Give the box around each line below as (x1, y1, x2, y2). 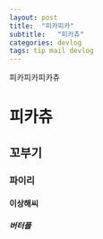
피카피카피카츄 (9, 73, 61, 83)
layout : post (9, 13, 58, 22)
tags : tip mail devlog (9, 47, 94, 55)
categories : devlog (9, 38, 82, 47)
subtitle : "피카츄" (9, 30, 85, 38)
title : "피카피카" (9, 21, 74, 30)
